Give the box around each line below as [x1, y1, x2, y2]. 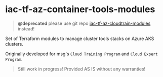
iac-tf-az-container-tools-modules [5, 4, 155, 15]
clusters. [5, 41, 24, 47]
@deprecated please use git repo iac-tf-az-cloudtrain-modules [17, 20, 151, 26]
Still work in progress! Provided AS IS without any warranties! [17, 66, 146, 72]
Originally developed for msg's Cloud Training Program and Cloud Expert [5, 51, 158, 57]
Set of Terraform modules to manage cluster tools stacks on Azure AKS [5, 35, 154, 42]
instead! [17, 25, 35, 31]
